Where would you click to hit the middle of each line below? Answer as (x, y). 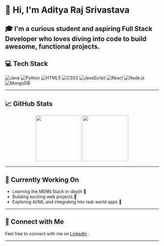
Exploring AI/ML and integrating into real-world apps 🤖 (67, 202)
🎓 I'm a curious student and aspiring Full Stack (79, 29)
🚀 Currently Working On (42, 180)
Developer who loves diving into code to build (76, 39)
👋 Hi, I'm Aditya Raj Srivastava (67, 10)
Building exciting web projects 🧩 (44, 197)
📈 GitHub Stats (29, 104)
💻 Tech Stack (27, 63)
